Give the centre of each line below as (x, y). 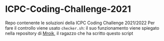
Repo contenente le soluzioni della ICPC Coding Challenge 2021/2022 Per (80, 23)
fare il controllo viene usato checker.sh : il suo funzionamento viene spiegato (82, 28)
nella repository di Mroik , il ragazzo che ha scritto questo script (69, 33)
